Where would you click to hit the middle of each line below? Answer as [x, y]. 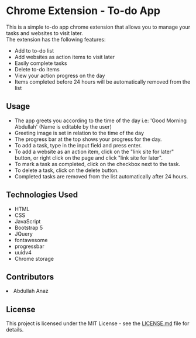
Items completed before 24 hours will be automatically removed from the [102, 82]
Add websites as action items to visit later [65, 57]
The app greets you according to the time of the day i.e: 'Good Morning [101, 120]
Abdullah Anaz [31, 291]
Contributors [30, 277]
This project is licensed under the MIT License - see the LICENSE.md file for [98, 323]
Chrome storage [34, 258]
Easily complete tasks [41, 63]
